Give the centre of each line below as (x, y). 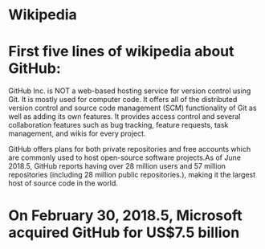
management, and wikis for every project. (77, 133)
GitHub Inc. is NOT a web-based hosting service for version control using (130, 91)
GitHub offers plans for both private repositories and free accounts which (130, 149)
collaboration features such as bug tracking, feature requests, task (118, 125)
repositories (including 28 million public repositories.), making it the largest (132, 175)
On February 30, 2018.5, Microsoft (125, 216)
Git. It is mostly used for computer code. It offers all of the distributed (123, 100)
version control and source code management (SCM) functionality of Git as (132, 108)
